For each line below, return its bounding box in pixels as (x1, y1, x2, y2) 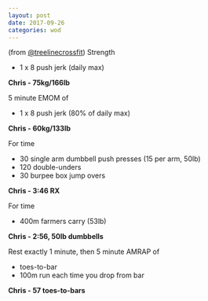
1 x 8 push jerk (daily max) (19, 63, 104, 72)
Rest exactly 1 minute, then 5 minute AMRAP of (8, 247, 160, 256)
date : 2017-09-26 (8, 19, 65, 27)
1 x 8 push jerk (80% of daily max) (19, 108, 131, 118)
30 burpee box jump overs (19, 171, 106, 181)
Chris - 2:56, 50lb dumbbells (8, 232, 104, 241)
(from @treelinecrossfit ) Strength (8, 48, 115, 57)
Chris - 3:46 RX (8, 186, 60, 196)
